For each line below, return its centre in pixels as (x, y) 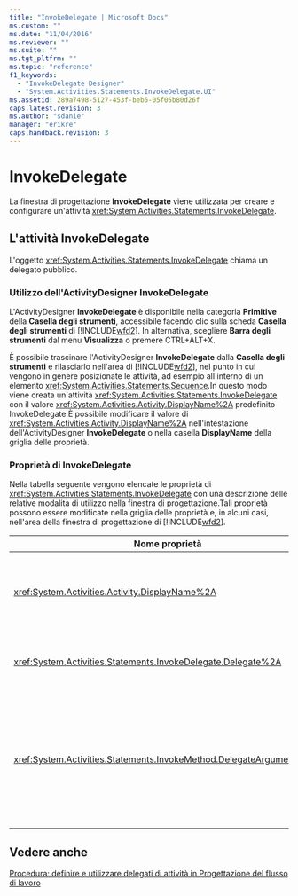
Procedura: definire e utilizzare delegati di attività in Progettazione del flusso (149, 874)
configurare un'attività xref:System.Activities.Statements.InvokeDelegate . (143, 210)
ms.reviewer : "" (39, 42)
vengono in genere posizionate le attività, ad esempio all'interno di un (136, 376)
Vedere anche (49, 852)
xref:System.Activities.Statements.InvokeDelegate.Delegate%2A (148, 662)
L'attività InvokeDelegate (79, 239)
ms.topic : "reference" (51, 67)
